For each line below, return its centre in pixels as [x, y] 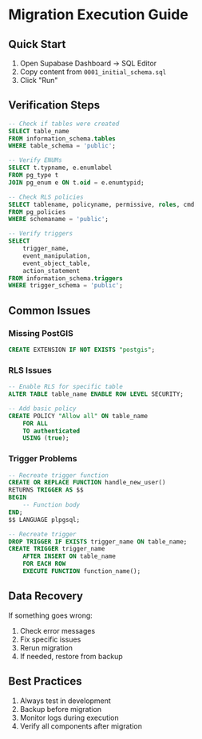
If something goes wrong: [51, 615]
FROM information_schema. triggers [66, 278]
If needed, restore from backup [71, 656]
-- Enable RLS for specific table [66, 387]
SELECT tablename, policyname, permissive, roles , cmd [101, 204]
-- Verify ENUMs [35, 160]
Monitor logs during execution [69, 717]
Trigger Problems [43, 459]
